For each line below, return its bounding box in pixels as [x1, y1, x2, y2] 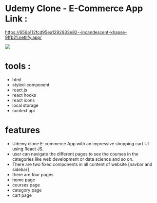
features [5, 125, 40, 136]
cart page [12, 192, 32, 198]
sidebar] [12, 166, 29, 172]
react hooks [12, 92, 37, 98]
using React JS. [12, 146, 44, 152]
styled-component [12, 82, 50, 87]
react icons [12, 97, 35, 103]
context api [12, 107, 35, 113]
